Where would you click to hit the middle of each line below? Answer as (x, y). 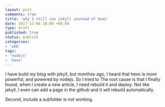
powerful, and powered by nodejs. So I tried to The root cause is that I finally (83, 79)
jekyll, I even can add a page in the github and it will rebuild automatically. (80, 90)
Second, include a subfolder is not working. (49, 100)
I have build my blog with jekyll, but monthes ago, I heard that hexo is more (81, 74)
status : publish (22, 37)
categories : (17, 42)
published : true (22, 33)
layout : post (18, 10)
